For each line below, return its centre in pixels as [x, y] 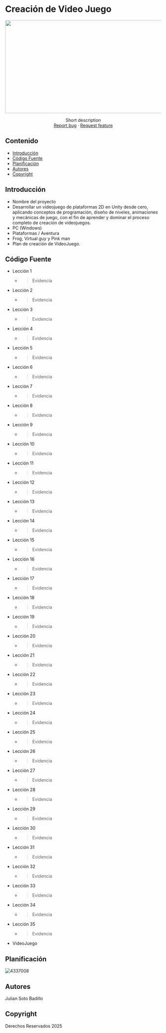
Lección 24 [24, 713]
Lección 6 [23, 367]
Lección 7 [22, 386]
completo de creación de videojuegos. [52, 223]
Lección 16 [23, 559]
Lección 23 [24, 694]
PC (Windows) [27, 228]
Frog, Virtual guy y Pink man [41, 238]
